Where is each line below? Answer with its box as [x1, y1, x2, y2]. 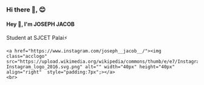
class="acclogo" [6, 54, 47, 60]
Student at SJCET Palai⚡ [6, 34, 68, 42]
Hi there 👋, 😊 [6, 5, 46, 14]
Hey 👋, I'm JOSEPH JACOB [6, 20, 75, 28]
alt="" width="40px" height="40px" [84, 64, 175, 70]
